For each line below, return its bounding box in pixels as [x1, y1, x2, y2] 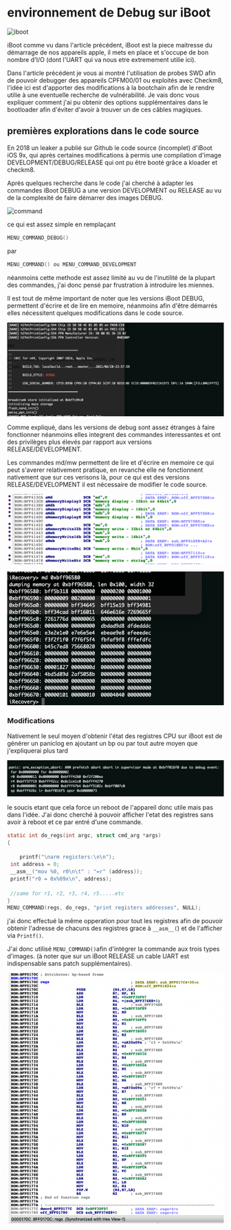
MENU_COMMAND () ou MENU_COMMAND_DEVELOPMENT [7, 261, 137, 268]
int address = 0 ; [10, 861, 60, 868]
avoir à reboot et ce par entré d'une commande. [7, 817, 143, 826]
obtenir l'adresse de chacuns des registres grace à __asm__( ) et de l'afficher [7, 924, 223, 933]
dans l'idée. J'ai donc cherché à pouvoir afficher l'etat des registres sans [7, 810, 214, 819]
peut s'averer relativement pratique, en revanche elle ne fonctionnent [7, 466, 203, 474]
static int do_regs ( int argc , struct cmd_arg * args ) [7, 832, 162, 839]
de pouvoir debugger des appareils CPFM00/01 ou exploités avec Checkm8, [7, 76, 223, 84]
